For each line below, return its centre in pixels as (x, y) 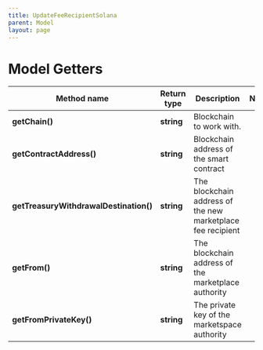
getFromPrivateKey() (52, 320)
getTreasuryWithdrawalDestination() (82, 206)
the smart (211, 159)
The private (215, 305)
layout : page (29, 30)
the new (208, 211)
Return (173, 93)
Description (218, 99)
